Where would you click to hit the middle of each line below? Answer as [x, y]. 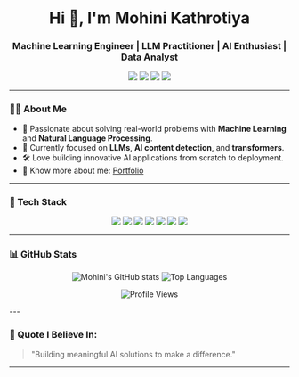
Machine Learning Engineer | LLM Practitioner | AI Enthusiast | [149, 46]
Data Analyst [149, 57]
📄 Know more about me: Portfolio [83, 170]
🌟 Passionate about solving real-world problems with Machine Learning [154, 128]
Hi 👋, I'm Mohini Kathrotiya [149, 18]
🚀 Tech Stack [38, 201]
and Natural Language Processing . [87, 138]
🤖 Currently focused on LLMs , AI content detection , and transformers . [153, 147]
